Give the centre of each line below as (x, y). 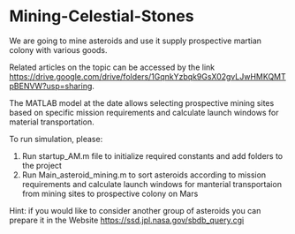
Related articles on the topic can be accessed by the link (112, 67)
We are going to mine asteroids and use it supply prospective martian (136, 41)
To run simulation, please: (56, 139)
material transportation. (52, 122)
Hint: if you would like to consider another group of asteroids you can (135, 210)
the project (42, 165)
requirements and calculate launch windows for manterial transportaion (152, 184)
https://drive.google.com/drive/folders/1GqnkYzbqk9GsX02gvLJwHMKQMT (148, 76)
